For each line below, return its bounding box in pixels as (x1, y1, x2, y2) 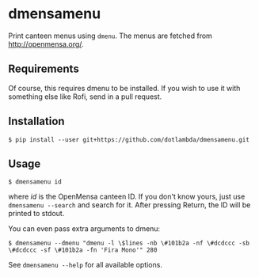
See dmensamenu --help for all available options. (8, 260, 162, 270)
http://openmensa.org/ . (8, 39, 85, 48)
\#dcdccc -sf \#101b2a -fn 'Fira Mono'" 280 (8, 246, 158, 254)
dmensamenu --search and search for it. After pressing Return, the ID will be (8, 200, 251, 210)
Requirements (8, 63, 79, 76)
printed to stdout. (8, 209, 65, 218)
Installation (8, 115, 65, 128)
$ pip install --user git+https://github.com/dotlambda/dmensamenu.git (8, 135, 249, 143)
